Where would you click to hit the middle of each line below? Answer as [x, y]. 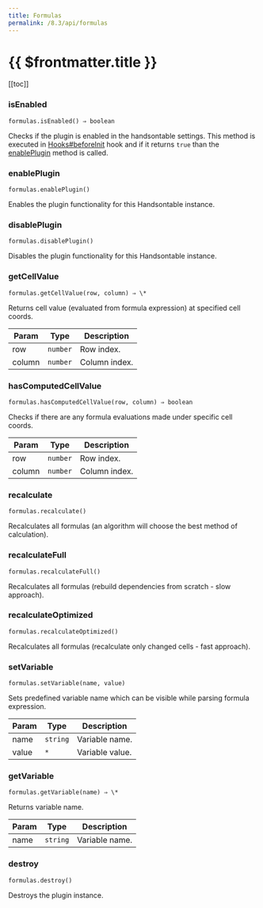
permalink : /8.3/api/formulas [58, 23]
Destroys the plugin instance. [56, 895]
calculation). [29, 534]
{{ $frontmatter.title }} [83, 62]
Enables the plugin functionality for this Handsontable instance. [112, 205]
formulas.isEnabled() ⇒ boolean [61, 121]
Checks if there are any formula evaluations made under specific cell [120, 416]
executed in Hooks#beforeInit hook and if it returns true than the [114, 144]
